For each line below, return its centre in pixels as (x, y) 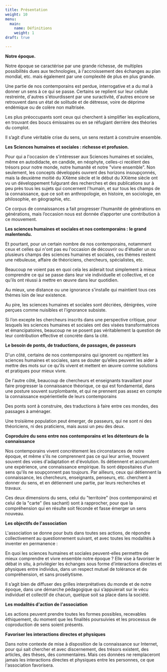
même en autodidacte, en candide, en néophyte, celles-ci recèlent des (78, 162)
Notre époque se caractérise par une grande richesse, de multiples (74, 66)
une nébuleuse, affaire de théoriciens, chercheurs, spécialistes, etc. (75, 259)
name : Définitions (33, 28)
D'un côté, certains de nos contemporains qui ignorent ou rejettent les (77, 355)
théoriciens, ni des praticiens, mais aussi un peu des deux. (65, 426)
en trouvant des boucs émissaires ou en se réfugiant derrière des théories (81, 122)
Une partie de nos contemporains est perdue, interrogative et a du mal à (79, 86)
